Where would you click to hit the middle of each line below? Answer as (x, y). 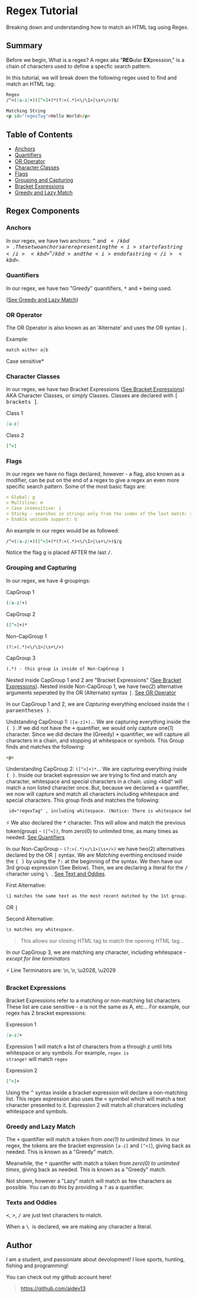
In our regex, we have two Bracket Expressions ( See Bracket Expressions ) (95, 389)
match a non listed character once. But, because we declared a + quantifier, (98, 788)
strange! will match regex (37, 1059)
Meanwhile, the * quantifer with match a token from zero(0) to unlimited (93, 1163)
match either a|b (27, 350)
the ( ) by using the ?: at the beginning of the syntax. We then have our (94, 861)
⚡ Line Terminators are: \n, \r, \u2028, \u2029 (61, 970)
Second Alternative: (30, 919)
